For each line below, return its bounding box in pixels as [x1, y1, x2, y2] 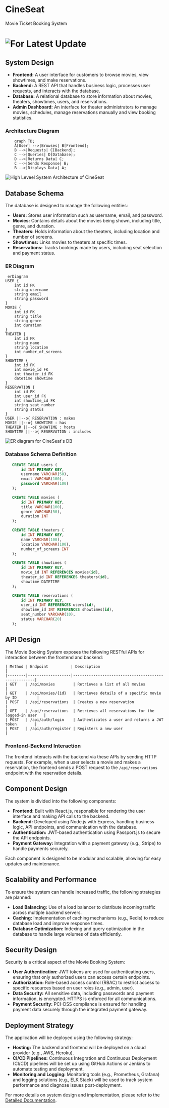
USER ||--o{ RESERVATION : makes [5, 416, 76, 421]
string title [14, 314, 42, 319]
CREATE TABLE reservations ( [12, 593, 73, 598]
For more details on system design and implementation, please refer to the [5, 1092, 160, 1098]
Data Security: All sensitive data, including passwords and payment [12, 990, 154, 997]
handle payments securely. [12, 845, 69, 852]
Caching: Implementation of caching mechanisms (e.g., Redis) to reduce [12, 914, 164, 921]
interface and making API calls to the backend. [12, 813, 110, 819]
